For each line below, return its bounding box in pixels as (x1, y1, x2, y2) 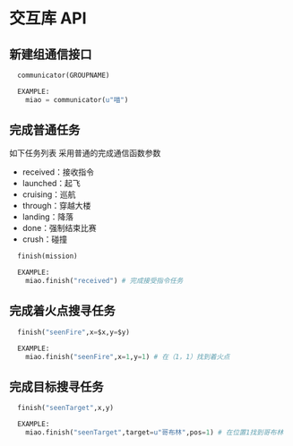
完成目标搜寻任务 (9, 379, 104, 394)
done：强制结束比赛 (22, 223, 97, 234)
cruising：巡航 (22, 189, 76, 200)
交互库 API (9, 8, 87, 29)
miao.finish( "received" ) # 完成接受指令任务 (25, 277, 184, 286)
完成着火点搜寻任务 (9, 304, 116, 319)
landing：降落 (22, 211, 74, 222)
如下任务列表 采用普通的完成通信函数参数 (9, 148, 161, 159)
